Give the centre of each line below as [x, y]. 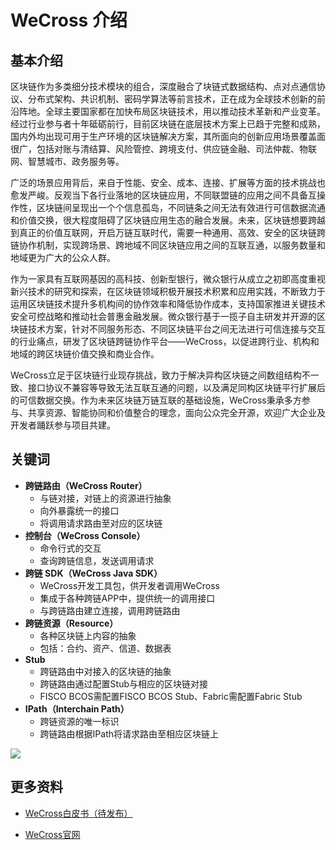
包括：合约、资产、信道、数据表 [105, 648]
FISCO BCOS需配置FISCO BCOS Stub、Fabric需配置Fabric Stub [171, 696]
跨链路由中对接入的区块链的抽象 [105, 671]
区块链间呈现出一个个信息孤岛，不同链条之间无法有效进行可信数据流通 [181, 207]
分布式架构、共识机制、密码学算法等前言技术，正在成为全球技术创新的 [172, 99]
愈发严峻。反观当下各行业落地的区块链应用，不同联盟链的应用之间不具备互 [163, 195]
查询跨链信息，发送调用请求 [97, 560]
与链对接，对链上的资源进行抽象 [105, 498]
